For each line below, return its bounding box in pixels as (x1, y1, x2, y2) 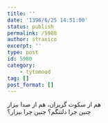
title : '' (7, 10, 36, 17)
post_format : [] (7, 81, 54, 88)
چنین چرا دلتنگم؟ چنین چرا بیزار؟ (7, 108, 91, 116)
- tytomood (19, 68, 51, 75)
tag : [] (7, 74, 30, 82)
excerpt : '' (7, 42, 42, 49)
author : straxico (7, 36, 57, 43)
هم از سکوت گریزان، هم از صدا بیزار (7, 100, 102, 108)
